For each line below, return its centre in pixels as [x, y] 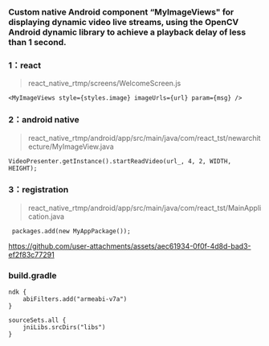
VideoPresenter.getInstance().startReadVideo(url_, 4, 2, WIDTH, [120, 161]
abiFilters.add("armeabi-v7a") [75, 299]
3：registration [39, 190]
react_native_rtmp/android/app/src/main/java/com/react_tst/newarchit [144, 138]
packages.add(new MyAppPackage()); [71, 231]
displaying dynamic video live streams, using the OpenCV [124, 22]
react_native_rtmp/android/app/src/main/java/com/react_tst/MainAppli [145, 208]
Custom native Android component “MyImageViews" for [121, 12]
